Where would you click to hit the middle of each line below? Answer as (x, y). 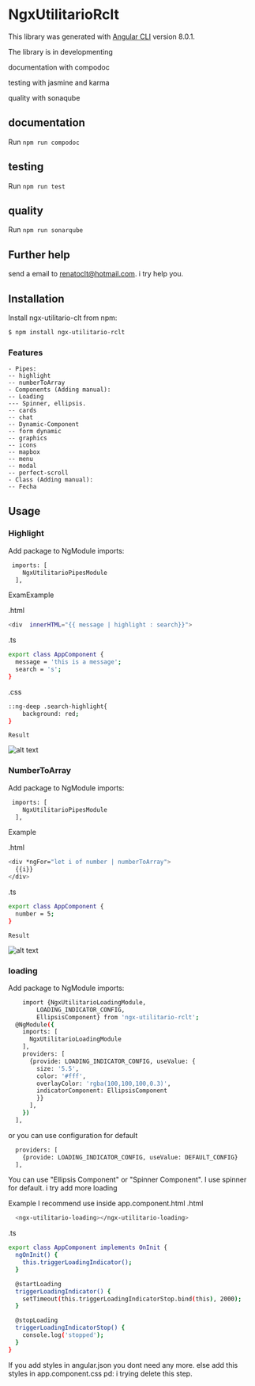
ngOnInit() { (37, 1255)
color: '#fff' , (62, 1076)
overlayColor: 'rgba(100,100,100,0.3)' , (104, 1083)
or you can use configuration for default (73, 1135)
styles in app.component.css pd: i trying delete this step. (100, 1373)
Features (26, 352)
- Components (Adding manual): (60, 390)
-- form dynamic (35, 432)
